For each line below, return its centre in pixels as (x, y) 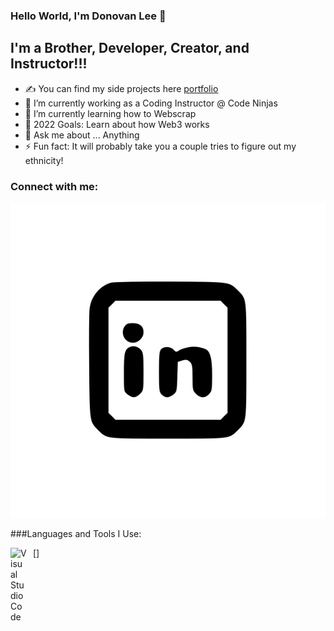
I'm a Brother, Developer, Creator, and (130, 48)
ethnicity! (44, 160)
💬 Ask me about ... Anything (82, 135)
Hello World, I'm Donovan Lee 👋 (88, 16)
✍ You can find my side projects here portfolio (121, 88)
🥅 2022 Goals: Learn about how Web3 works (117, 124)
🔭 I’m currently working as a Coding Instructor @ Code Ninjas (151, 103)
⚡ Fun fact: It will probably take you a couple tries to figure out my (160, 146)
